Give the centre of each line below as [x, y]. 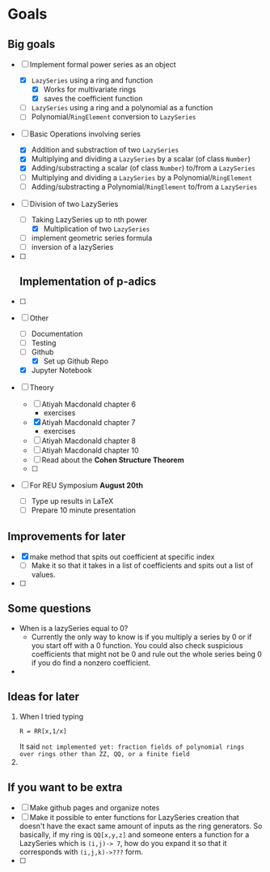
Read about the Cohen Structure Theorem [113, 460]
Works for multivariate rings [90, 89]
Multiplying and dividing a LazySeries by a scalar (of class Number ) [141, 159]
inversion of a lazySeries [72, 247]
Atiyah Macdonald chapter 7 [89, 422]
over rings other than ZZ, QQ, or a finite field [105, 754]
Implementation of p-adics [88, 282]
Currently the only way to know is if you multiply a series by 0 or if [141, 637]
